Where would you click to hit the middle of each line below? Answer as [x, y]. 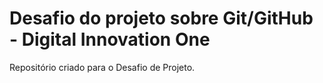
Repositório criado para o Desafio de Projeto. [102, 67]
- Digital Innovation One [110, 39]
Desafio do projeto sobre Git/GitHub [161, 18]
